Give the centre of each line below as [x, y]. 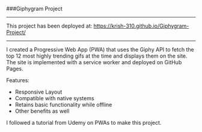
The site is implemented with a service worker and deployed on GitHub [94, 62]
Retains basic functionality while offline [63, 105]
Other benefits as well [42, 111]
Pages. [15, 69]
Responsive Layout [38, 92]
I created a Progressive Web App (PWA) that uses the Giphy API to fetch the [100, 49]
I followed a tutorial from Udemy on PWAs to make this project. [84, 123]
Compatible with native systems [54, 98]
